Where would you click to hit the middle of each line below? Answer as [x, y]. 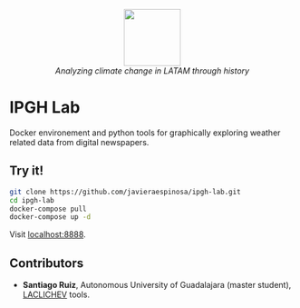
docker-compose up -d [50, 217]
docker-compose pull [48, 209]
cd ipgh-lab [32, 200]
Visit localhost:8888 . [48, 234]
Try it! [26, 171]
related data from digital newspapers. [79, 142]
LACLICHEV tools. [56, 294]
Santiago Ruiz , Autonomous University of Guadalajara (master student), [157, 285]
